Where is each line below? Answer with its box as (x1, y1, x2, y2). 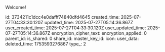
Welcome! (5, 5, 26, 10)
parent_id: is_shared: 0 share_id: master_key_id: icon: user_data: (5, 35, 139, 41)
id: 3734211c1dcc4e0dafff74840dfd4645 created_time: (5, 14, 120, 20)
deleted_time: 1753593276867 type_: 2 (5, 41, 86, 47)
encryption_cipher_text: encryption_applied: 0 (51, 30, 147, 36)
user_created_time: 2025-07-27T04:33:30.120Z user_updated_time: (5, 25, 146, 31)
